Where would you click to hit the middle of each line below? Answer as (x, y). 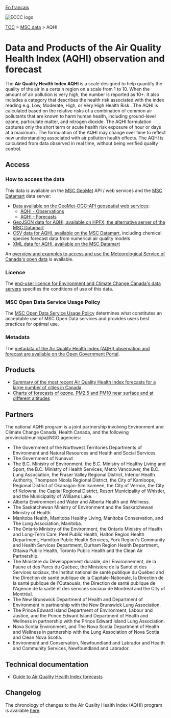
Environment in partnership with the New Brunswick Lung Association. (87, 605)
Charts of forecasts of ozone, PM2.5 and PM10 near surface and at (83, 393)
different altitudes (31, 398)
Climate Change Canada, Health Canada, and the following (67, 432)
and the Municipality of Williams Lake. (53, 496)
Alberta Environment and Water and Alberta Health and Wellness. (81, 502)
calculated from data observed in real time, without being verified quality (82, 143)
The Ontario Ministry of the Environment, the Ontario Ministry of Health (87, 529)
